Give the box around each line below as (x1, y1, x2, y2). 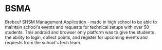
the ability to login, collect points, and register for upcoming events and (5, 34, 148, 40)
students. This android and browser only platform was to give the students (5, 29, 154, 35)
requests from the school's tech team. (5, 39, 82, 45)
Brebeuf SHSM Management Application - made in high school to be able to (5, 19, 157, 25)
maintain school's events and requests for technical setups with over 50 (5, 24, 149, 30)
